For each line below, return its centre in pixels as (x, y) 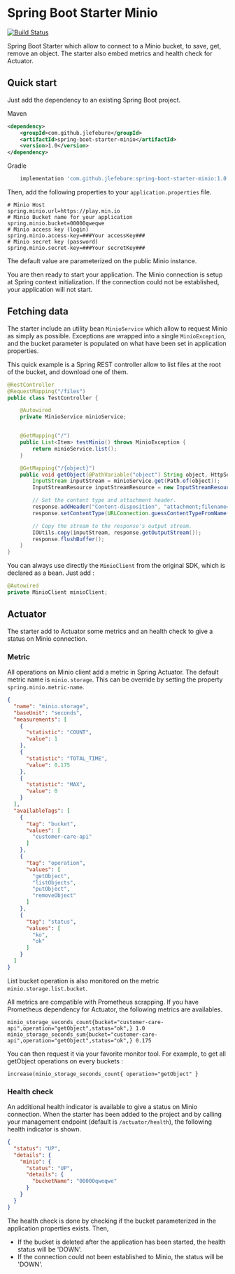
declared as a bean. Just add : (51, 573)
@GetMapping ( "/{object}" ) (58, 468)
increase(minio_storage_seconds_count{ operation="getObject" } (103, 1074)
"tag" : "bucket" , (51, 824)
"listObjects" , (55, 882)
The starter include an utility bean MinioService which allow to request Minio (117, 329)
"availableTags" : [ (42, 811)
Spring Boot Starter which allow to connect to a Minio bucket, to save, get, (114, 46)
